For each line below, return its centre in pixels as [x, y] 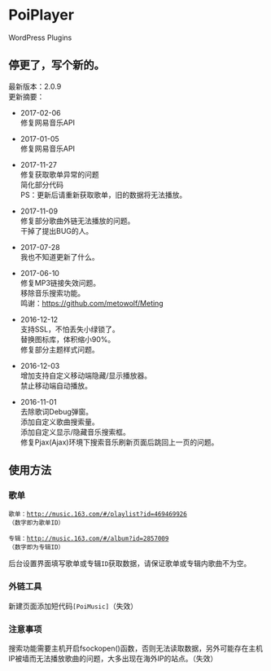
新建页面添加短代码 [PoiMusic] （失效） [73, 606]
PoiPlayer [42, 15]
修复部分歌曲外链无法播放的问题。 [77, 221]
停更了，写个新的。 [57, 66]
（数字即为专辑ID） [37, 547]
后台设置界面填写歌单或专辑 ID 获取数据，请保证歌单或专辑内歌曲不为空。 [130, 564]
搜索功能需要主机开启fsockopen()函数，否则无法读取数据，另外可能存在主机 [135, 648]
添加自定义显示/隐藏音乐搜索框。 [75, 432]
